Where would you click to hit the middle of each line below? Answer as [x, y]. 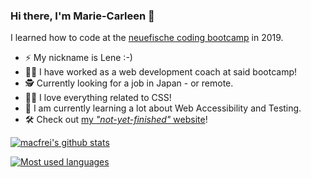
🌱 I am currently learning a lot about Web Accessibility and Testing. [163, 108]
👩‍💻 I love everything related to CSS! [98, 98]
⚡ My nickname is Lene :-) [78, 58]
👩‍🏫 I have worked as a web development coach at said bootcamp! [161, 72]
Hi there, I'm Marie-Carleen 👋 [82, 16]
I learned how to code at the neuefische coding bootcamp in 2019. [147, 38]
